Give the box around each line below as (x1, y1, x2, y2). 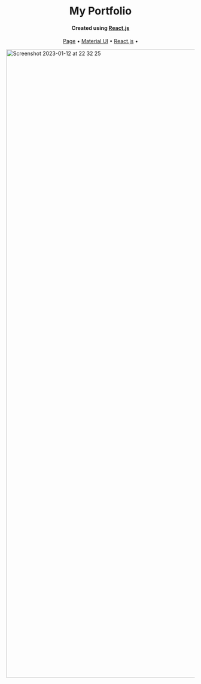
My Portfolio (69, 4, 132, 18)
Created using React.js (71, 24, 130, 31)
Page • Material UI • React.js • (62, 38, 139, 45)
